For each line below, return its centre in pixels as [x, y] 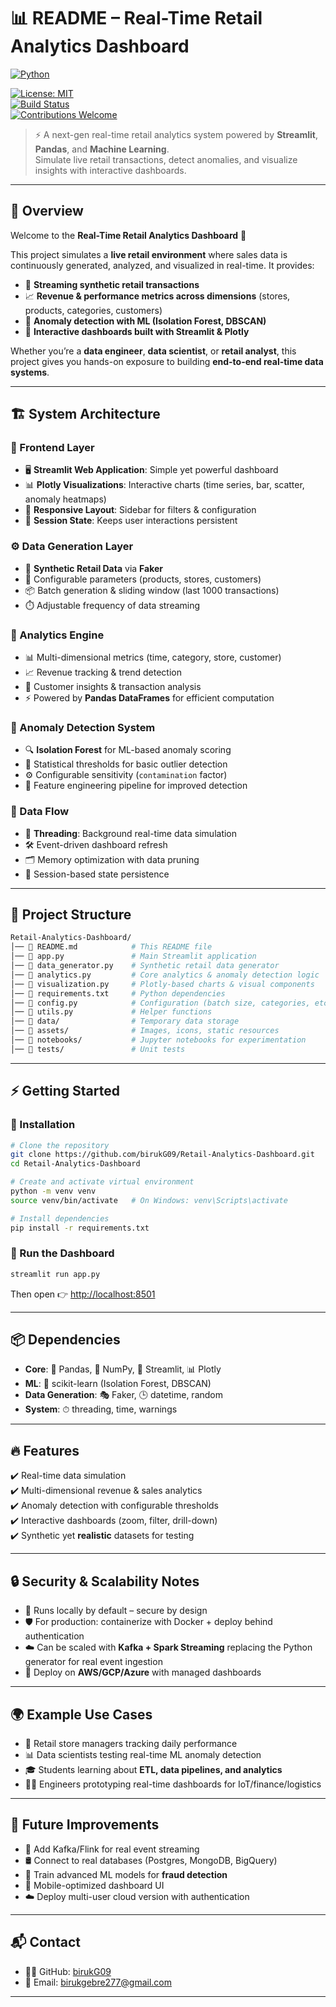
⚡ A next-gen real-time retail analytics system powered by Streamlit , [176, 134]
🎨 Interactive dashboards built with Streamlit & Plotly [137, 331]
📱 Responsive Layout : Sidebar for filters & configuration [140, 510]
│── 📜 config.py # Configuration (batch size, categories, [160, 1003]
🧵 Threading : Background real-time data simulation [131, 833]
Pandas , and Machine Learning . [102, 149]
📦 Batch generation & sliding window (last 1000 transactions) [152, 590]
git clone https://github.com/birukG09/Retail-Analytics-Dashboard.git [162, 1155]
